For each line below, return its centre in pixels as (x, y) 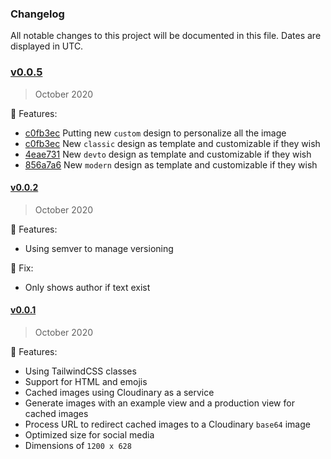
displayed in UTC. (47, 46)
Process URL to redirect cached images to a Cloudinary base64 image (167, 424)
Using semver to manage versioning (99, 248)
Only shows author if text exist (87, 287)
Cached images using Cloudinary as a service (119, 392)
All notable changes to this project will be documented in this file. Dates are (166, 36)
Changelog (37, 14)
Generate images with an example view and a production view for (159, 403)
